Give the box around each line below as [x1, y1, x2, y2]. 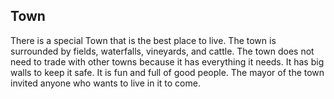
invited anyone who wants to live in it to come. [10, 77, 201, 89]
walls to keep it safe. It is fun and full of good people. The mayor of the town [10, 66, 325, 78]
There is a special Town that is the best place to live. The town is [10, 34, 277, 46]
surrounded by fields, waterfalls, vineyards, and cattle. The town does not [10, 45, 315, 57]
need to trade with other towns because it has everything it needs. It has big [10, 55, 325, 68]
